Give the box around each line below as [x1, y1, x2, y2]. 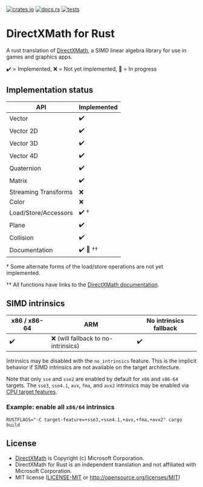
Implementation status [6, 85, 94, 95]
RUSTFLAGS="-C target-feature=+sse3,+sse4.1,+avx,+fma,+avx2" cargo [6, 416, 182, 422]
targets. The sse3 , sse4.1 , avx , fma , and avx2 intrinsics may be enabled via [6, 381, 189, 389]
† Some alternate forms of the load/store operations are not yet [6, 263, 164, 270]
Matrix [9, 177, 28, 185]
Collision [9, 234, 34, 242]
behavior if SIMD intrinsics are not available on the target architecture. [6, 363, 181, 371]
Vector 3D [9, 139, 38, 148]
